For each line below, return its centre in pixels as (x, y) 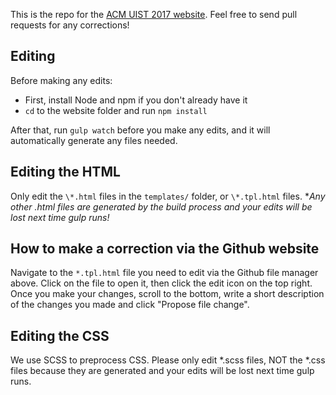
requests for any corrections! (70, 25)
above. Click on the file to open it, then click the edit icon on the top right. (161, 283)
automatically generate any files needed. (94, 140)
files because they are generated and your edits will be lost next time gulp (162, 371)
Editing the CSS (60, 335)
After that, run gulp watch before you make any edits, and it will (140, 130)
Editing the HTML (65, 172)
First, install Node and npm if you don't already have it (136, 100)
